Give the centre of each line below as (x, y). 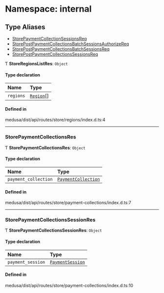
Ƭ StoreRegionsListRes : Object (37, 64)
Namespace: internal (48, 9)
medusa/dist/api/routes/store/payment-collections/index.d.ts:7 (68, 203)
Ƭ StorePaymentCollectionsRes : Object (45, 148)
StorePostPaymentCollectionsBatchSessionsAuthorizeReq (71, 44)
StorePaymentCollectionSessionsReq (49, 39)
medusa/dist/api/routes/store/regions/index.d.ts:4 (55, 120)
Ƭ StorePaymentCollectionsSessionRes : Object (54, 231)
